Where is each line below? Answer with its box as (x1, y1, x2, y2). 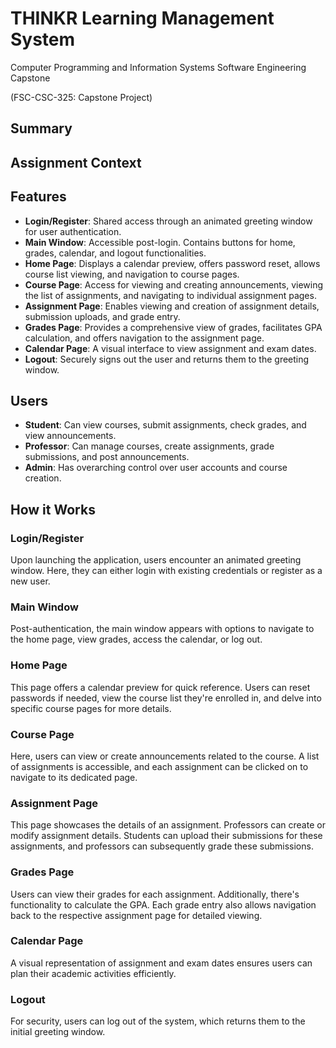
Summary (10, 120, 73, 137)
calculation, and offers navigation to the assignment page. (24, 332, 265, 344)
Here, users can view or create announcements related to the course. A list (10, 750, 320, 762)
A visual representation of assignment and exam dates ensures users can (10, 957, 313, 969)
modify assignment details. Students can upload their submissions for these (10, 830, 323, 842)
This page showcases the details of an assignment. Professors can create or (10, 819, 326, 831)
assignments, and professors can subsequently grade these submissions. (10, 840, 314, 852)
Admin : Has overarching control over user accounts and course (24, 462, 288, 474)
